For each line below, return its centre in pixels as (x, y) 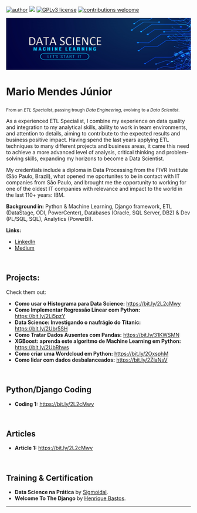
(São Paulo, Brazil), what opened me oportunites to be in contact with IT (93, 176)
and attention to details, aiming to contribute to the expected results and (93, 133)
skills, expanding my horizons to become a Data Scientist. (95, 158)
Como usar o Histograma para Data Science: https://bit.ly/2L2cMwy (98, 303)
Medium (25, 248)
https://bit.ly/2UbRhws (42, 347)
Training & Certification (50, 478)
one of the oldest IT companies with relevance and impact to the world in (94, 188)
